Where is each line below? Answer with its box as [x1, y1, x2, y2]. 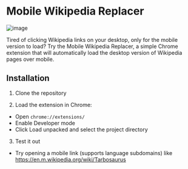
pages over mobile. [6, 55, 55, 63]
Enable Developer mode [15, 119, 76, 126]
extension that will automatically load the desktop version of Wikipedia [6, 49, 183, 56]
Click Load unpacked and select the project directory [15, 126, 149, 133]
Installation [6, 73, 50, 83]
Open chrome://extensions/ [15, 112, 85, 120]
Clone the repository [15, 89, 67, 97]
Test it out [15, 137, 41, 145]
